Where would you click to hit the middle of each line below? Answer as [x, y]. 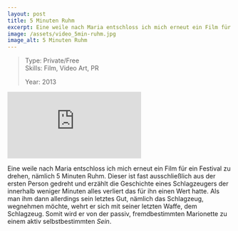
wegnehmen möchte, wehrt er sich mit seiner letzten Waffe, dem [102, 206]
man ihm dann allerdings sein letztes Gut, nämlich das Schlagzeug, [106, 199]
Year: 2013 [41, 82]
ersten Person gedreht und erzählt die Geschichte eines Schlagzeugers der [118, 184]
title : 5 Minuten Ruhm [41, 21]
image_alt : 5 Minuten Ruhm [47, 41]
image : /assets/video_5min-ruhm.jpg [62, 34]
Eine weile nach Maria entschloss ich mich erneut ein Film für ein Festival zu [119, 168]
